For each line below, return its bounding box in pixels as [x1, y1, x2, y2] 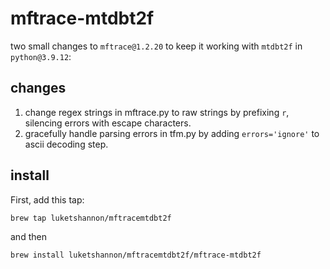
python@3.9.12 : [10, 50, 72, 62]
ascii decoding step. [24, 138, 109, 150]
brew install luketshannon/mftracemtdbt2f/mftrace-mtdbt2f [10, 250, 262, 261]
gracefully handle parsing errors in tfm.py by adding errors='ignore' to [24, 127, 320, 139]
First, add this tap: [10, 193, 85, 206]
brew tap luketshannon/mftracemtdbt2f [10, 213, 172, 223]
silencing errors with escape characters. [24, 117, 192, 129]
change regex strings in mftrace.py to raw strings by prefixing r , [24, 106, 290, 118]
